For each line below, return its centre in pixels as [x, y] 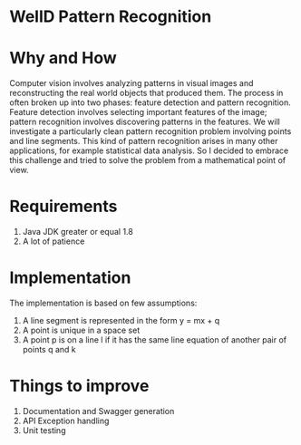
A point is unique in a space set [81, 330]
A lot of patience [53, 241]
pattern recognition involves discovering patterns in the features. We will [145, 122]
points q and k [49, 349]
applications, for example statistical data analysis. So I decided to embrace [149, 150]
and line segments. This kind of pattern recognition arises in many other [144, 141]
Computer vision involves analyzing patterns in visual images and [131, 83]
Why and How [63, 58]
